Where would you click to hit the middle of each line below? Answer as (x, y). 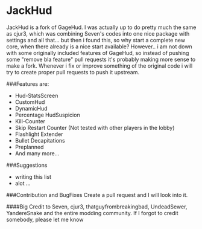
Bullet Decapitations (40, 140)
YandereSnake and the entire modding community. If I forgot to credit (93, 213)
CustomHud (30, 102)
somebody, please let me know (45, 219)
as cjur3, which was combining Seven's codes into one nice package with (98, 33)
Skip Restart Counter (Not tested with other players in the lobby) (95, 127)
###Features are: (28, 84)
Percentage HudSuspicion (47, 115)
